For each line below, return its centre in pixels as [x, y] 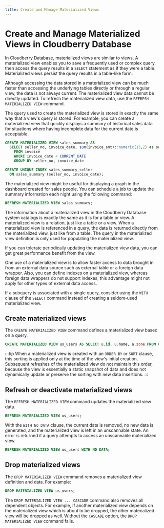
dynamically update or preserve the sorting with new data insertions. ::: [77, 374]
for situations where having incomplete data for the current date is [72, 129]
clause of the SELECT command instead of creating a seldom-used [71, 298]
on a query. [17, 335]
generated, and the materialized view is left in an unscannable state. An [77, 430]
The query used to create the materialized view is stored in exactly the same [82, 113]
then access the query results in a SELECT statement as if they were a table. [80, 68]
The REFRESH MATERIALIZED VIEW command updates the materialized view [78, 402]
